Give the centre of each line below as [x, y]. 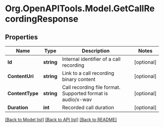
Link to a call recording [88, 73]
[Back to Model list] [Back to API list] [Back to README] [61, 120]
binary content [79, 79]
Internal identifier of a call [91, 59]
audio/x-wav [77, 100]
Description [96, 51]
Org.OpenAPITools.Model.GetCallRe [80, 9]
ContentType [23, 93]
